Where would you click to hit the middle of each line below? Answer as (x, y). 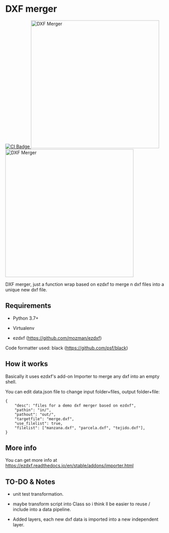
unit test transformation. (38, 494)
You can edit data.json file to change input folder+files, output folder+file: (83, 391)
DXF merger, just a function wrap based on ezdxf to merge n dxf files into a (85, 284)
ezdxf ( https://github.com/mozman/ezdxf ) (57, 338)
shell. (11, 382)
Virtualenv (24, 328)
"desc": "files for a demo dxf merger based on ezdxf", (76, 405)
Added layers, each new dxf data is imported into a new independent (86, 519)
